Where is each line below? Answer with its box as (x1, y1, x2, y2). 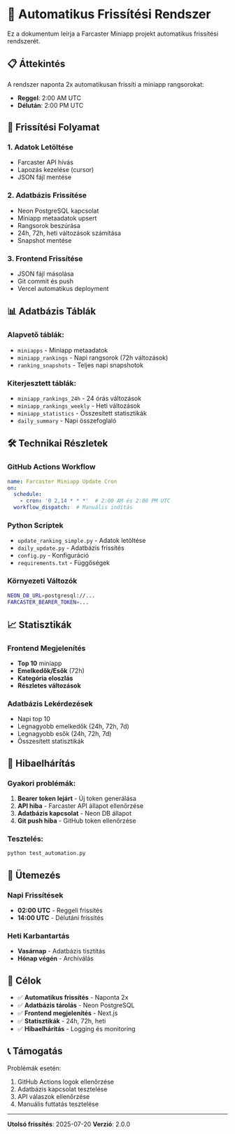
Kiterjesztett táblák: (7, 378, 77, 388)
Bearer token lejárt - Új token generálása (17, 794, 136, 803)
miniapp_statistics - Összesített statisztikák (17, 409, 147, 418)
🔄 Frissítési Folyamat (7, 122, 100, 134)
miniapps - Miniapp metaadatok (17, 346, 108, 354)
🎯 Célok (7, 974, 42, 986)
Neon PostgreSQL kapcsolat (17, 206, 99, 215)
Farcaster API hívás (17, 158, 73, 166)
